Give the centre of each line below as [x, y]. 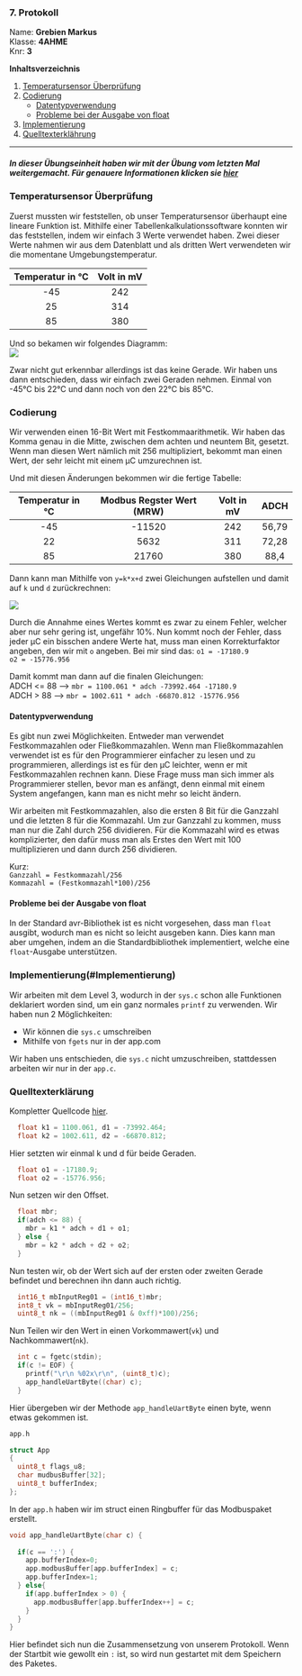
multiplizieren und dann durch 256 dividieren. [93, 850]
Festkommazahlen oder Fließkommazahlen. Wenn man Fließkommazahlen [147, 746]
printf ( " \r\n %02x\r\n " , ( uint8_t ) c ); [98, 1374]
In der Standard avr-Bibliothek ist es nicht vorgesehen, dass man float [140, 923]
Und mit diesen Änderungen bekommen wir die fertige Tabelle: [125, 478]
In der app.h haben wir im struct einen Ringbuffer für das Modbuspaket [141, 1509]
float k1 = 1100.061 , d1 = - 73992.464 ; [92, 1127]
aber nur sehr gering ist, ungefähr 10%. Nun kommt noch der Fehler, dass [146, 632]
